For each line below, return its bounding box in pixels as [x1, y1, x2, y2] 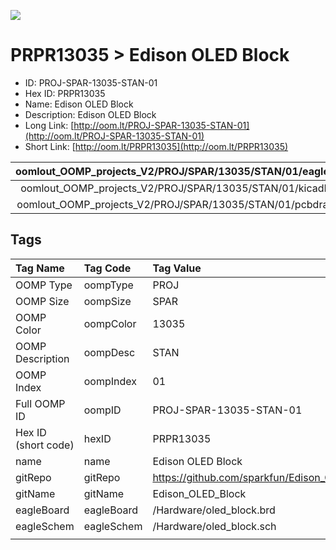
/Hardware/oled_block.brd [152, 503, 276, 517]
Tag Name [15, 261, 65, 275]
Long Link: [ [24, 119, 75, 131]
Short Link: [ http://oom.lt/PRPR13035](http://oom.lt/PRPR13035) [24, 140, 289, 152]
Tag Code [83, 261, 132, 275]
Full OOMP [15, 396, 66, 410]
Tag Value [152, 261, 202, 275]
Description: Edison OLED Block [24, 108, 157, 120]
